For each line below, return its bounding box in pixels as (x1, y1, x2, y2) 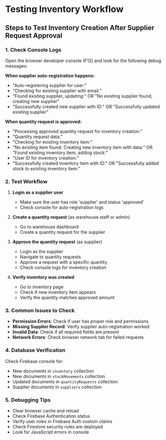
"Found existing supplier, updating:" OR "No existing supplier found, (12, 93, 152, 99)
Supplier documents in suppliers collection (12, 384, 102, 390)
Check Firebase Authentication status (12, 413, 90, 419)
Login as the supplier (19, 249, 63, 255)
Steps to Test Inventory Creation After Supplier (5, 24, 154, 32)
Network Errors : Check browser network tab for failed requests (12, 334, 144, 340)
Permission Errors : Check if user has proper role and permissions (12, 318, 149, 324)
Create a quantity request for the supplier (19, 229, 105, 235)
